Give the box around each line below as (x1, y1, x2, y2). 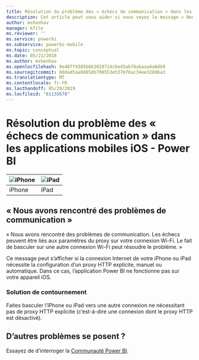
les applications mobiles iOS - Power (6, 141, 190, 155)
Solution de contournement (6, 288, 87, 296)
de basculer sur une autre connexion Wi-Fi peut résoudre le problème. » (6, 243, 182, 250)
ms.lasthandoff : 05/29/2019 (6, 86, 76, 92)
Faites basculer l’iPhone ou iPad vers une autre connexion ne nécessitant (6, 301, 185, 309)
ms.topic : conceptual (6, 47, 60, 53)
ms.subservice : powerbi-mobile (6, 42, 84, 48)
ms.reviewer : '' (6, 31, 46, 37)
